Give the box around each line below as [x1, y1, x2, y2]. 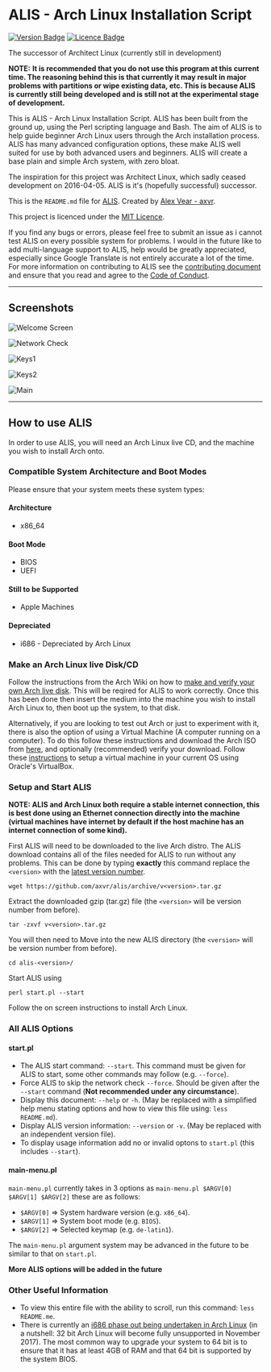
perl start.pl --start [8, 989, 85, 997]
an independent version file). [19, 1129, 116, 1139]
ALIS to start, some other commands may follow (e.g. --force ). [19, 1070, 229, 1079]
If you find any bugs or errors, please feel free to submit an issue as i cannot [8, 227, 262, 237]
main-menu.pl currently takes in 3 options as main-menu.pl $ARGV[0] [8, 1183, 232, 1193]
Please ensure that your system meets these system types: [8, 484, 205, 494]
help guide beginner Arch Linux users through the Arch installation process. [8, 131, 260, 140]
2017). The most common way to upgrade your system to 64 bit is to [19, 1337, 248, 1346]
